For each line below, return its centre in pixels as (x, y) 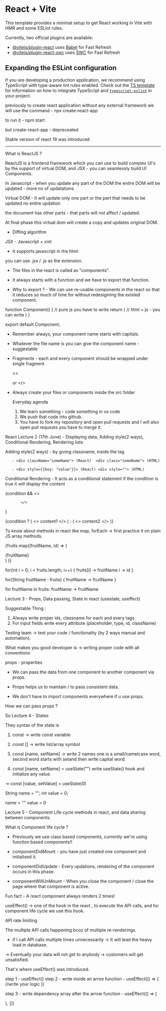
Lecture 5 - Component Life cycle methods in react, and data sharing (75, 812)
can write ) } (18, 314)
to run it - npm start (25, 120)
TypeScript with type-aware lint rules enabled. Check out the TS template (80, 85)
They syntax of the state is (32, 725)
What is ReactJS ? (23, 153)
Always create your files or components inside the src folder (74, 392)
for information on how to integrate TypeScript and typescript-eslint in (79, 90)
